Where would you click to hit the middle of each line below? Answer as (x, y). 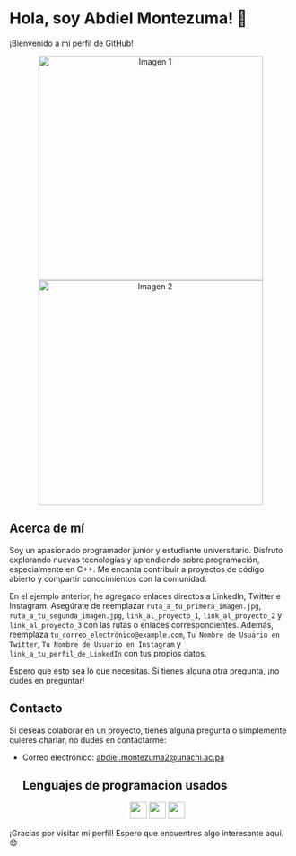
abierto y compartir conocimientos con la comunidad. (109, 578)
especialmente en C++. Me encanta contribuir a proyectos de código (137, 569)
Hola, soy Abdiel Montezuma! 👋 (129, 18)
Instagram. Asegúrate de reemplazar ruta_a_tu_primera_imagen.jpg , (135, 605)
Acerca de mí (47, 529)
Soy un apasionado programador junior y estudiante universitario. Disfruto (146, 550)
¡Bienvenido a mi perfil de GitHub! (72, 43)
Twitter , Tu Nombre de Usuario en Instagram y (96, 644)
